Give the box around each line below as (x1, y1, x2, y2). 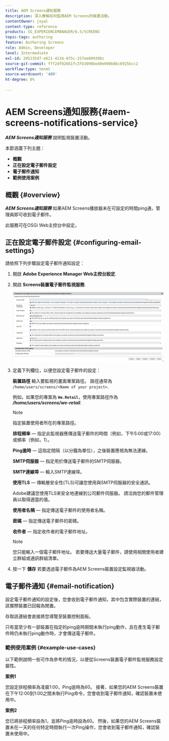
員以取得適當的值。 (12, 496, 53, 502)
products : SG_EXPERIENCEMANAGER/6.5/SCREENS (5, 29, 100, 35)
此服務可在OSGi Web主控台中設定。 (5, 222, 79, 228)
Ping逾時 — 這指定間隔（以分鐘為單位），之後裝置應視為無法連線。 (12, 447, 151, 453)
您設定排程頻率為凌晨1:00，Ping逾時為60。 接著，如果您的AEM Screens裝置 (5, 684, 163, 690)
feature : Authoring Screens (5, 40, 64, 45)
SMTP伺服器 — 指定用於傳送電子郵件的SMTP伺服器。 (12, 458, 124, 464)
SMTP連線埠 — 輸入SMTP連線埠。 (12, 469, 84, 475)
